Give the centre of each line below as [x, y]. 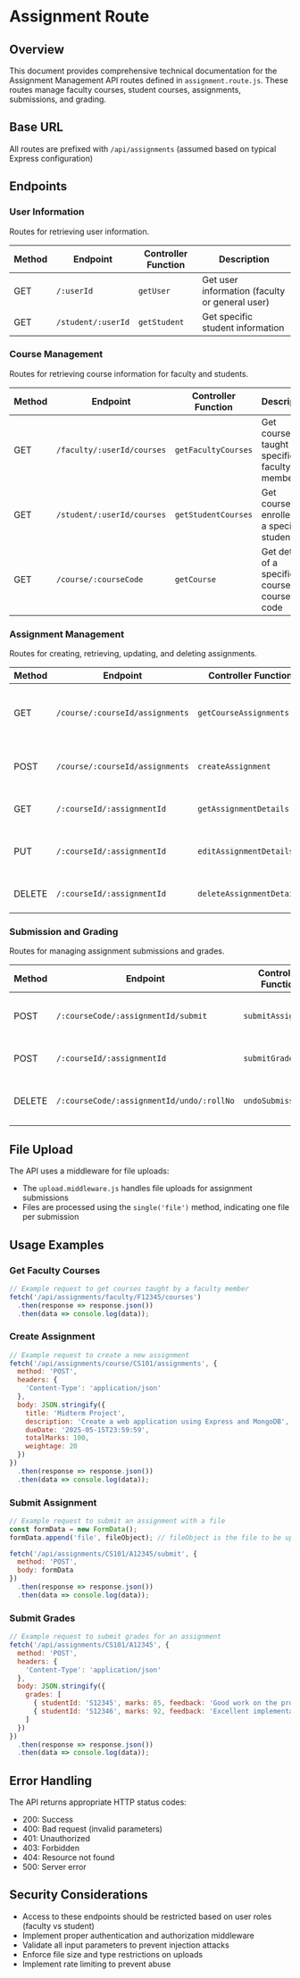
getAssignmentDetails [244, 809]
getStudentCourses [213, 514]
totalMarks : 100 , [58, 1438]
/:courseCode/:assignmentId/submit [132, 1016]
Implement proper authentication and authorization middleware [138, 1935]
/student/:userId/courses [112, 514]
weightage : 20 [51, 1447]
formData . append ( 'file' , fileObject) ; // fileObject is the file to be [145, 1538]
